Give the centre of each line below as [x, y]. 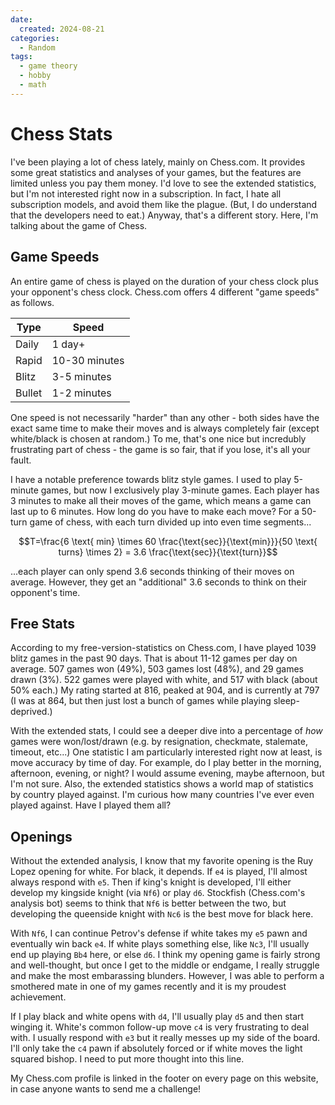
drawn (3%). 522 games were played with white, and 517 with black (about [164, 680]
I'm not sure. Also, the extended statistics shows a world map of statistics [162, 784]
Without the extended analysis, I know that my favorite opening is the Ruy [162, 861]
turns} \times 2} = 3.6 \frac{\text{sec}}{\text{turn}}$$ [168, 552]
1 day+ [68, 344]
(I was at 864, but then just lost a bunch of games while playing [141, 701]
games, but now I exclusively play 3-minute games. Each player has [180, 490]
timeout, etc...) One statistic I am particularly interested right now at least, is [166, 752]
